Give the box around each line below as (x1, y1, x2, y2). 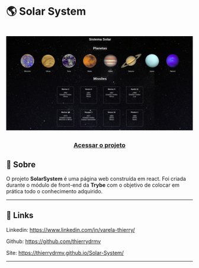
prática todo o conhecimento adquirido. (6, 188, 103, 195)
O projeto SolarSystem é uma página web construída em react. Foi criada (6, 176, 187, 183)
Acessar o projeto (73, 141, 126, 149)
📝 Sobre (6, 159, 36, 170)
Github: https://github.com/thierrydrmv (6, 238, 101, 245)
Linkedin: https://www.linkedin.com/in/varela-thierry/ (6, 226, 135, 233)
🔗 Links (6, 210, 34, 221)
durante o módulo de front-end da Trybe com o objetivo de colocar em (6, 181, 179, 189)
